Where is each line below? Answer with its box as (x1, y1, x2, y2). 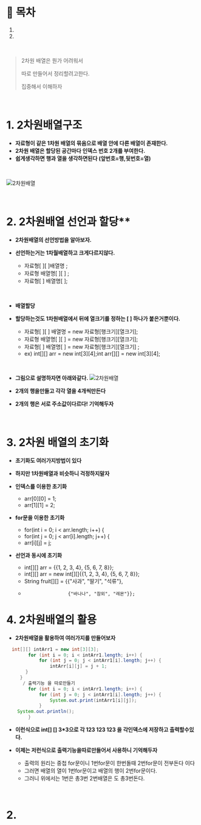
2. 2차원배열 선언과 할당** (6, 215, 131, 229)
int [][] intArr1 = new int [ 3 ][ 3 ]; (12, 646, 99, 652)
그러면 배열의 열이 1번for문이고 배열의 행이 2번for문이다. (24, 767, 157, 774)
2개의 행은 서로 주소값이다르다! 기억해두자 (15, 400, 114, 407)
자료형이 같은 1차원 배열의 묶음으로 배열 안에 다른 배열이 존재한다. (15, 139, 168, 147)
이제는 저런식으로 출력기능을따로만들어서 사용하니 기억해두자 (15, 746, 158, 754)
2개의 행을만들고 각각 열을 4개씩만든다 (15, 387, 106, 395)
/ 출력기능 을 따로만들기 (22, 680, 75, 686)
